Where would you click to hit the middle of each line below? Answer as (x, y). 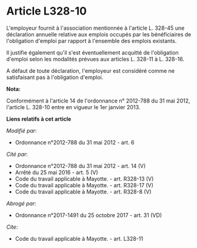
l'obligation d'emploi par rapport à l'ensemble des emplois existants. (92, 41)
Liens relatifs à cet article (39, 119)
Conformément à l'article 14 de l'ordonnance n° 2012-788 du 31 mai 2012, (98, 101)
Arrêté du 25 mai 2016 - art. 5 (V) (56, 172)
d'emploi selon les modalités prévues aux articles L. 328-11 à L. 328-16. (95, 59)
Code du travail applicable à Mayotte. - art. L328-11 (79, 238)
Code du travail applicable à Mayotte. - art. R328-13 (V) (84, 179)
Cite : (12, 227)
